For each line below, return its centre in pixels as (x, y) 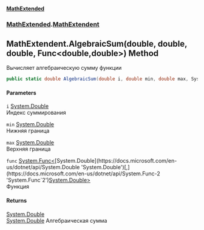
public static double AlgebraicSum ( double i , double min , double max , (97, 79)
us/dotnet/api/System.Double (43, 167)
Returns (17, 201)
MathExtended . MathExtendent (53, 24)
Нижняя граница (28, 131)
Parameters (21, 93)
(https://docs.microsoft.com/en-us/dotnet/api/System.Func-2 (83, 174)
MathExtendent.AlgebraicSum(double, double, (97, 43)
